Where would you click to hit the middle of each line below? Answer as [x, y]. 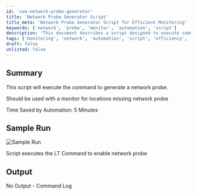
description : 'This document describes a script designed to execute [93, 33]
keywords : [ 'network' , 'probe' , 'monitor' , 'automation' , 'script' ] [91, 28]
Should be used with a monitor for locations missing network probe [87, 98]
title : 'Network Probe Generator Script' [57, 17]
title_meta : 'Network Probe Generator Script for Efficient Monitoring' [97, 22]
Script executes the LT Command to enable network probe [77, 154]
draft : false [22, 44]
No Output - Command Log [39, 186]
